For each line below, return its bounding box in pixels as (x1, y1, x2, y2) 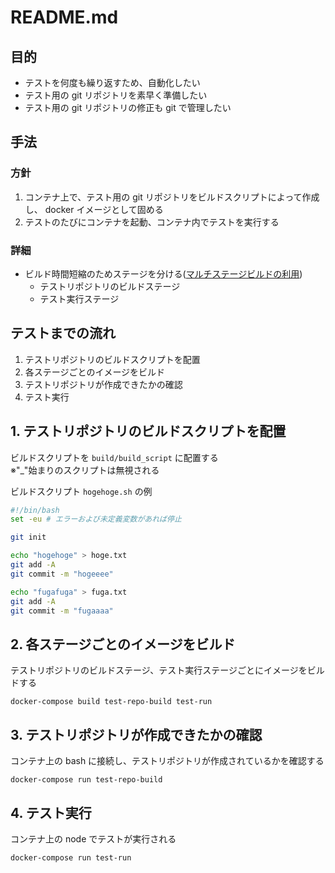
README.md (10, 6, 119, 29)
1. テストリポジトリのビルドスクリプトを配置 (10, 423, 287, 440)
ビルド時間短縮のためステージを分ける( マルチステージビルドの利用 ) (24, 267, 303, 280)
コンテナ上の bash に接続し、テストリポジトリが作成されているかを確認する (10, 755, 325, 767)
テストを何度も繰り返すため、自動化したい (24, 77, 201, 88)
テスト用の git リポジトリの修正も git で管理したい (24, 102, 232, 113)
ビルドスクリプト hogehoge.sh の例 (10, 485, 153, 497)
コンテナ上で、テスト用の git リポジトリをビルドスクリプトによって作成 (24, 191, 320, 203)
